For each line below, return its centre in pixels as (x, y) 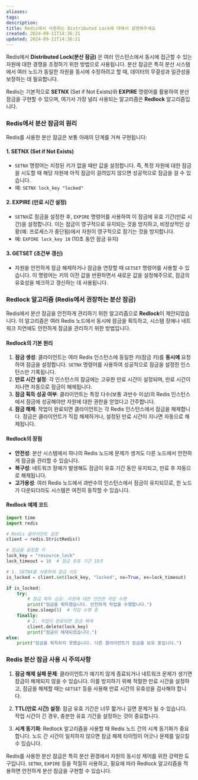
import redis (22, 523)
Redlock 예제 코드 (27, 505)
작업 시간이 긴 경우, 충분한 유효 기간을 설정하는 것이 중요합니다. (87, 716)
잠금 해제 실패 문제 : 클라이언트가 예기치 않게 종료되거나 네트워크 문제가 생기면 (103, 673)
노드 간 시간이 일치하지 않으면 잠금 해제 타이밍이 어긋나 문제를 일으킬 (111, 736)
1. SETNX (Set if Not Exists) (40, 151)
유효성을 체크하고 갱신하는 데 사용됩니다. (61, 282)
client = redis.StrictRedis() (43, 539)
